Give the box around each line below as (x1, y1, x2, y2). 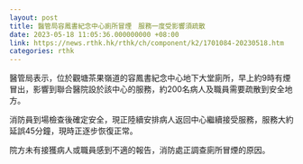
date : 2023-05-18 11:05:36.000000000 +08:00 (9, 30, 179, 39)
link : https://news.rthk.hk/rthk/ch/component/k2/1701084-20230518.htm (9, 38, 284, 48)
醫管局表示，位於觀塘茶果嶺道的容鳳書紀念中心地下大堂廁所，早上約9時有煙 (9, 73, 291, 84)
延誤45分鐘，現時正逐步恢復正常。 (9, 125, 138, 136)
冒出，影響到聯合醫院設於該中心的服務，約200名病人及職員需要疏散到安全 (9, 84, 286, 95)
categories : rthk (9, 47, 75, 56)
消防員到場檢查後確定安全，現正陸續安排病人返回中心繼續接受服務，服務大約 (9, 114, 294, 125)
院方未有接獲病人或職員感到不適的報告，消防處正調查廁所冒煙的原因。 (9, 145, 271, 156)
